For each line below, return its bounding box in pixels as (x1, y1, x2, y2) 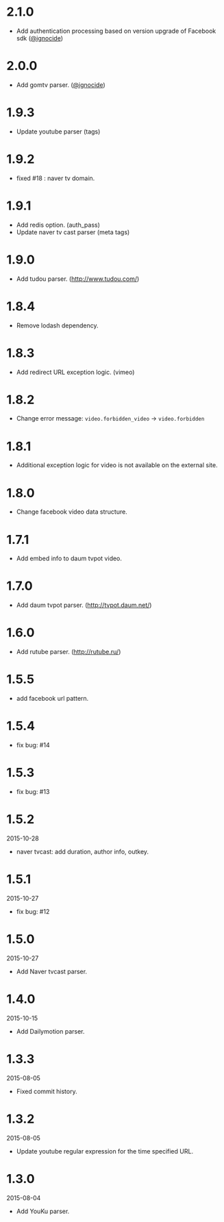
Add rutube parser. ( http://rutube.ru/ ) (16, 648, 121, 656)
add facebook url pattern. (16, 695, 89, 703)
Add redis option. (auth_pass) (16, 221, 101, 229)
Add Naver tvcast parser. (16, 967, 87, 975)
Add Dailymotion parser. (16, 1027, 85, 1035)
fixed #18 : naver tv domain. (16, 174, 95, 182)
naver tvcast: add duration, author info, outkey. (16, 847, 149, 856)
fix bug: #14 (16, 741, 50, 749)
